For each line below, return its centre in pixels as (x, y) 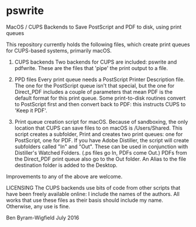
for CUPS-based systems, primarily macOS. (59, 50)
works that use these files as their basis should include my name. (85, 200)
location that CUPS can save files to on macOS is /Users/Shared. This (98, 128)
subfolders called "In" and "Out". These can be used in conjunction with (101, 146)
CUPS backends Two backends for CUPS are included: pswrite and (96, 62)
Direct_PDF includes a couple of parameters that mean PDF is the (93, 92)
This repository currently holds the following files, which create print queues (98, 44)
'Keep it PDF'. (31, 110)
